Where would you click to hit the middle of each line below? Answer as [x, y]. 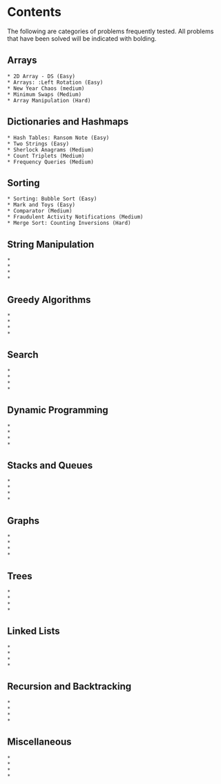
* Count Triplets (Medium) [46, 156]
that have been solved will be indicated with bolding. [82, 38]
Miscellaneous [39, 742]
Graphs [23, 521]
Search [23, 355]
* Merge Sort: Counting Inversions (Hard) [69, 223]
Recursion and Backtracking [69, 687]
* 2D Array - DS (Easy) [41, 76]
